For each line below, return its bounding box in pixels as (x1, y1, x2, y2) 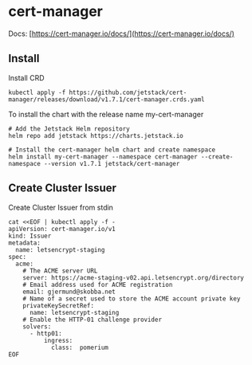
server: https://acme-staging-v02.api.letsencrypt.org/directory (22, 273, 245, 281)
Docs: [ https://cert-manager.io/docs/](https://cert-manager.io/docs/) (8, 29, 235, 38)
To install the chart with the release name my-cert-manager (8, 109, 204, 119)
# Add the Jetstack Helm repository (8, 124, 130, 133)
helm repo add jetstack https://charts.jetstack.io (8, 131, 183, 139)
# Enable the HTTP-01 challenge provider (22, 316, 162, 324)
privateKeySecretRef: (22, 301, 94, 309)
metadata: (8, 238, 41, 247)
